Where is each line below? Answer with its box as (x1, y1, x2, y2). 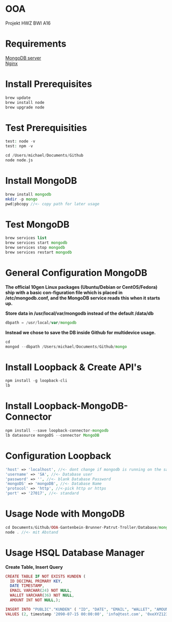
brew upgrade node (5, 104, 45, 110)
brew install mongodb (5, 191, 52, 197)
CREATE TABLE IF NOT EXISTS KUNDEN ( (5, 574, 86, 579)
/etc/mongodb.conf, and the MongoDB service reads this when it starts (5, 295, 160, 301)
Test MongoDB (5, 219, 70, 230)
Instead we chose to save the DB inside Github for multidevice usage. (5, 329, 156, 335)
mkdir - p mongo (5, 197, 38, 202)
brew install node (5, 100, 45, 105)
